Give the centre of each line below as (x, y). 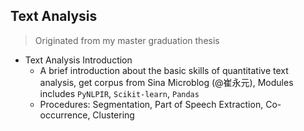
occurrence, (65, 115)
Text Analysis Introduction (78, 60)
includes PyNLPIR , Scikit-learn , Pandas (119, 93)
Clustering (113, 115)
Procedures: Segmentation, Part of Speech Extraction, (151, 104)
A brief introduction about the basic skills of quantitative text (164, 70)
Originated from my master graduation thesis (127, 40)
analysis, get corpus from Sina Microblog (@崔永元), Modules (166, 82)
